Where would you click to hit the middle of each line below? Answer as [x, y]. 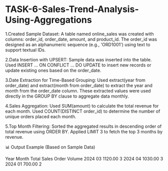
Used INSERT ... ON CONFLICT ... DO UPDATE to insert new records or [78, 65]
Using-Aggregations [49, 20]
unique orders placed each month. [41, 116]
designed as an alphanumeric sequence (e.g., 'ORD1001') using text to [78, 44]
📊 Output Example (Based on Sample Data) [50, 147]
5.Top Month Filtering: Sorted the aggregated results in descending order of [83, 126]
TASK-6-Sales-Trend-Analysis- [72, 9]
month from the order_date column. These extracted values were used [78, 91]
